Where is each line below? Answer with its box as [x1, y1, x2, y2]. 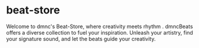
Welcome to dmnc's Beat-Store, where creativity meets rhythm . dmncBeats [6, 23, 194, 30]
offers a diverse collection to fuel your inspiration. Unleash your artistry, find [6, 29, 194, 36]
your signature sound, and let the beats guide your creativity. [6, 35, 156, 42]
